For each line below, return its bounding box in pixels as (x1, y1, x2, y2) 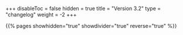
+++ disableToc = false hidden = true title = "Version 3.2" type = (5, 5, 161, 12)
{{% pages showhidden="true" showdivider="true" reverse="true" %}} (5, 23, 177, 29)
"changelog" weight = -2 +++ (5, 11, 77, 18)
